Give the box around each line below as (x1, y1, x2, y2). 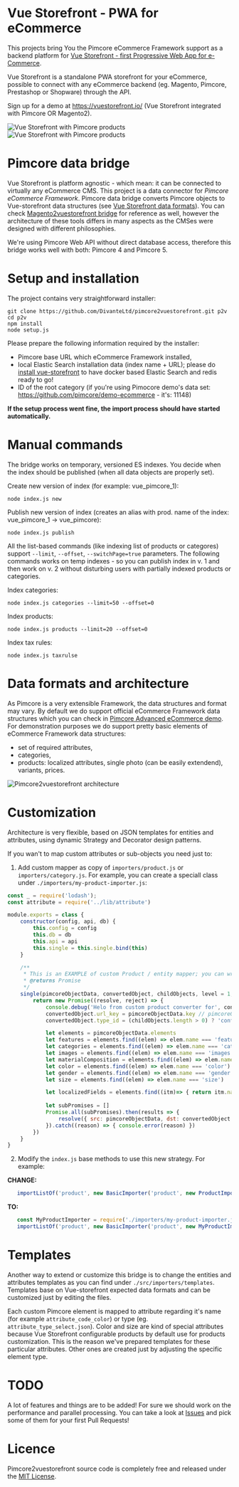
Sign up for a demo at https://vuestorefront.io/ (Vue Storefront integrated (7, 101, 222, 110)
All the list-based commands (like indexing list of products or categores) (7, 541, 219, 550)
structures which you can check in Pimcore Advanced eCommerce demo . (7, 714, 224, 723)
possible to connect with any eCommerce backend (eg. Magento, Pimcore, (7, 80, 227, 88)
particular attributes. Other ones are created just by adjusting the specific (7, 1345, 223, 1353)
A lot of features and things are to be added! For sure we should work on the (7, 1400, 231, 1409)
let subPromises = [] (45, 1102, 110, 1109)
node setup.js (7, 326, 50, 334)
